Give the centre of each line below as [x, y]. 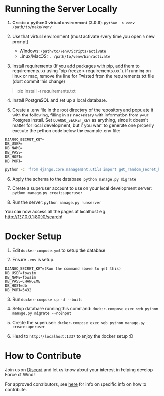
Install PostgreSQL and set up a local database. [60, 100]
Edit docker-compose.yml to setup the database [59, 250]
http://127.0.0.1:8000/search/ [34, 217]
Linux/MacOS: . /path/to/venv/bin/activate [65, 56]
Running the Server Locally [61, 9]
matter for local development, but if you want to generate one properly [83, 125]
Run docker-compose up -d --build [47, 299]
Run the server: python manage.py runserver [57, 202]
